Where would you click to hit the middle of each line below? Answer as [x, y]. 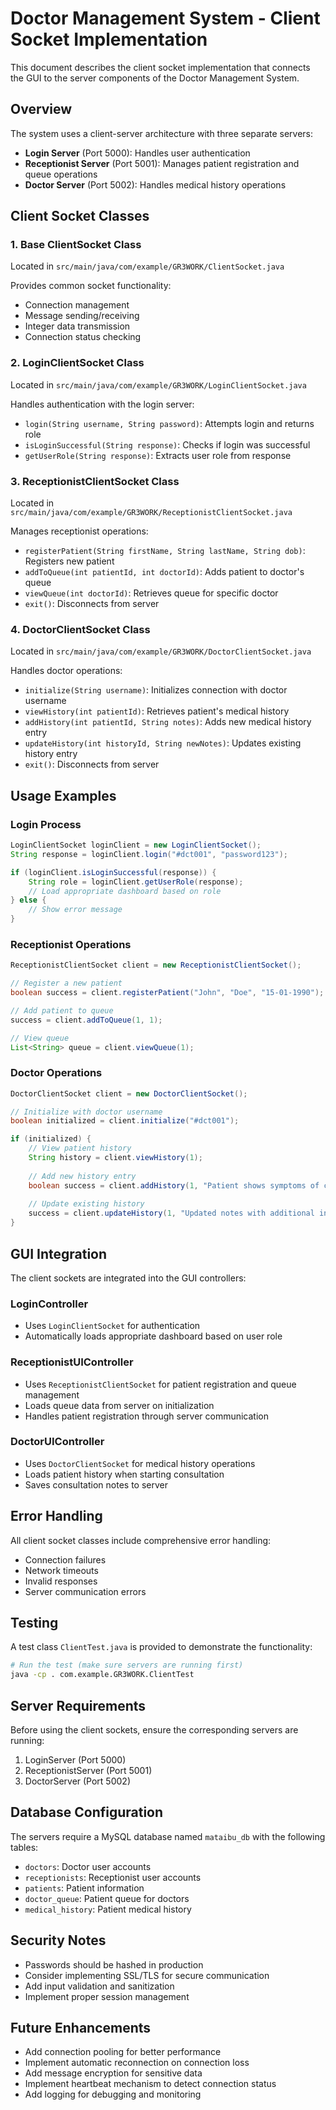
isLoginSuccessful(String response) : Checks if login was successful [167, 444]
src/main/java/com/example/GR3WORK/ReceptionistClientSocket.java [151, 513]
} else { [28, 900]
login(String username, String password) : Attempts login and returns [169, 423]
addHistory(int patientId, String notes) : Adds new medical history [168, 722]
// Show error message [75, 910]
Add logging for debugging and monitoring [113, 2094]
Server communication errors [85, 1591]
